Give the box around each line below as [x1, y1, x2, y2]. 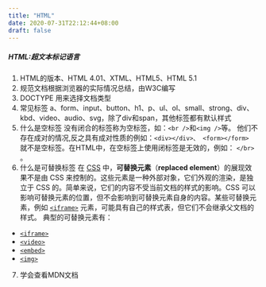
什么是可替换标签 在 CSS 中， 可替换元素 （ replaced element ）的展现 [19, 163, 245, 173]
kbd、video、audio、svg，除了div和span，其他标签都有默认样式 [19, 113, 232, 123]
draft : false [8, 26, 52, 34]
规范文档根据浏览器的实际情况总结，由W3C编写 [19, 83, 176, 93]
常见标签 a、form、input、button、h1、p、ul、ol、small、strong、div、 [19, 103, 254, 113]
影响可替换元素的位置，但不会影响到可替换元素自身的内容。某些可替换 [19, 192, 250, 203]
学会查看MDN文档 [19, 270, 79, 280]
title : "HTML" [8, 11, 56, 20]
